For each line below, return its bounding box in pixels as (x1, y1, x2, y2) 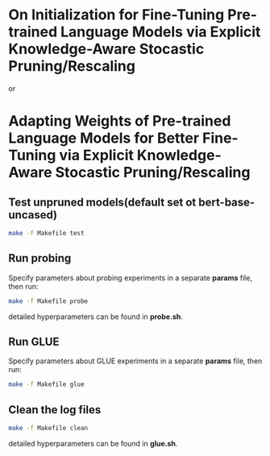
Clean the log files (8, 403, 102, 417)
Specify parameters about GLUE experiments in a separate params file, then (8, 356, 263, 366)
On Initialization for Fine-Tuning (8, 6, 225, 24)
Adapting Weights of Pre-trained (8, 112, 231, 131)
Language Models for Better (8, 129, 200, 147)
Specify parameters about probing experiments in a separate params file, (8, 272, 252, 283)
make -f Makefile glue (8, 380, 85, 388)
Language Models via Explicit (60, 23, 261, 41)
